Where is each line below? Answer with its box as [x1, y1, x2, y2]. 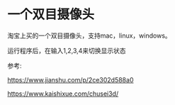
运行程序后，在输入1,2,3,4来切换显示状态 [7, 46, 126, 55]
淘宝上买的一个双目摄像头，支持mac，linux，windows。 [7, 31, 171, 40]
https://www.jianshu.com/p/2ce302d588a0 [7, 75, 134, 84]
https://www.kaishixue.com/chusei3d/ [7, 89, 119, 98]
